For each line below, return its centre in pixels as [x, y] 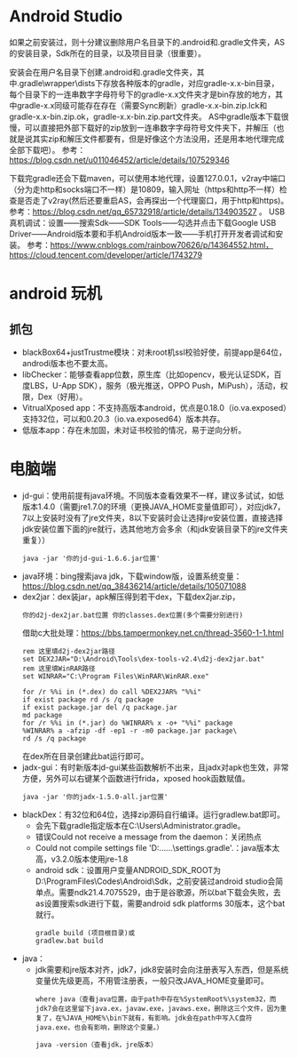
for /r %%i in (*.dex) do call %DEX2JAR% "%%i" [111, 692]
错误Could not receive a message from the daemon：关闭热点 [148, 837]
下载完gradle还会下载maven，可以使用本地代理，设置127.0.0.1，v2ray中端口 [148, 178]
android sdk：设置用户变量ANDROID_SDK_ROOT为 [128, 870]
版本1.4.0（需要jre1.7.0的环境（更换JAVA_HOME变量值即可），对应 [142, 506]
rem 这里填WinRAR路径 [59, 669]
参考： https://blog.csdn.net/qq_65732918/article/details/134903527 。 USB [147, 212]
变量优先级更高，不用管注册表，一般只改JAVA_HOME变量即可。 [152, 981]
